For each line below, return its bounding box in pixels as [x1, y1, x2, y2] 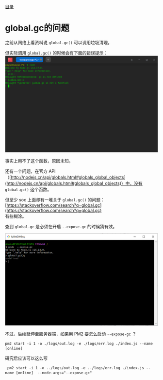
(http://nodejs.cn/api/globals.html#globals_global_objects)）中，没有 [5, 180, 143, 186]
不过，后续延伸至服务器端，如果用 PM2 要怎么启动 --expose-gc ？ [5, 331, 137, 337]
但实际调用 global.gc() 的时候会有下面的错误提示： [5, 50, 108, 55]
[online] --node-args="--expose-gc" [16, 371, 92, 376]
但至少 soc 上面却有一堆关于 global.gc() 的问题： [5, 197, 105, 202]
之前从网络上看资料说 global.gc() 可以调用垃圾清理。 [5, 39, 113, 45]
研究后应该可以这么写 [5, 355, 48, 361]
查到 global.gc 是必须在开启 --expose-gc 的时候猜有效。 [5, 223, 117, 229]
